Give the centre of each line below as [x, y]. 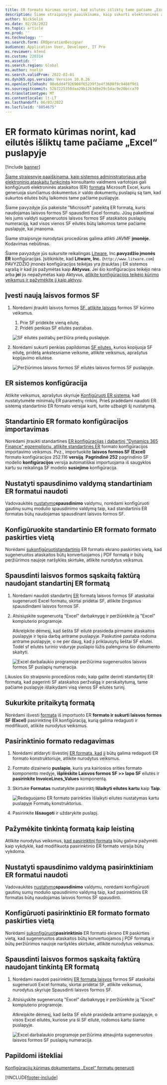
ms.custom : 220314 [24, 56]
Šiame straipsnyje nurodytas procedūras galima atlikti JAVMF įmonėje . [78, 238]
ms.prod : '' [17, 33]
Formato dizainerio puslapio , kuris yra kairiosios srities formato [77, 768]
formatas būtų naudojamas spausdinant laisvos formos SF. [65, 514]
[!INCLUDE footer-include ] [32, 1077]
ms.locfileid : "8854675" [31, 107]
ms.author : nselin [24, 70]
